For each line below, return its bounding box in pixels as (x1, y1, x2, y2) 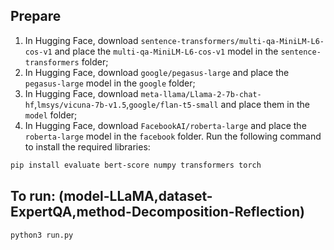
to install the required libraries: (24, 140, 151, 153)
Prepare (10, 8, 62, 25)
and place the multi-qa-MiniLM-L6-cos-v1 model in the (54, 45, 279, 57)
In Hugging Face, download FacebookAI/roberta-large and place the (24, 119, 307, 131)
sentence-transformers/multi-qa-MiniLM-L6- (140, 36, 325, 46)
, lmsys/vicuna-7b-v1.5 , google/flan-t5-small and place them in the (34, 98, 310, 110)
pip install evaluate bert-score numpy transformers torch (10, 160, 262, 170)
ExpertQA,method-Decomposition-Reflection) (10, 204, 305, 221)
